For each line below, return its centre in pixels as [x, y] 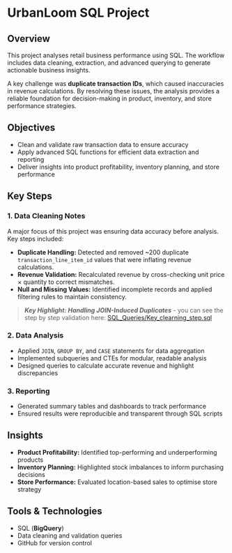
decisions [31, 474]
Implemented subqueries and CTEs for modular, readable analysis [112, 358]
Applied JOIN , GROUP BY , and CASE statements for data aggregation [111, 351]
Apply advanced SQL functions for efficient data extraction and [108, 152]
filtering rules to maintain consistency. [72, 296]
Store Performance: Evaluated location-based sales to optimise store [117, 482]
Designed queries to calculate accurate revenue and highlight [106, 365]
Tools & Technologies [55, 512]
